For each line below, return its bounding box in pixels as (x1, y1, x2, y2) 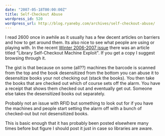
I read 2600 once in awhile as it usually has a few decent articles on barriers (5, 34, 160, 40)
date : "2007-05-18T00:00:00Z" (5, 7, 67, 12)
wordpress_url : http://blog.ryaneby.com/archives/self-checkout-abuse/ (5, 21, 155, 26)
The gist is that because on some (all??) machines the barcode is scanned (5, 65, 156, 71)
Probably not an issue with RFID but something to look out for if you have (5, 100, 154, 106)
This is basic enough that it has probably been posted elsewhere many (5, 120, 149, 126)
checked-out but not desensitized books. (5, 111, 89, 117)
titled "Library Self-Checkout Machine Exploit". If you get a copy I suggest (5, 50, 155, 56)
